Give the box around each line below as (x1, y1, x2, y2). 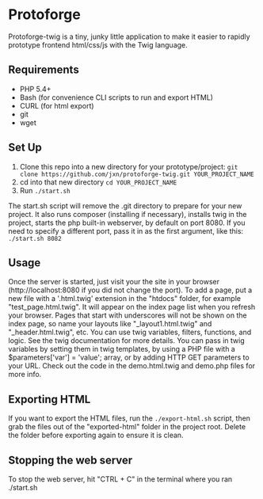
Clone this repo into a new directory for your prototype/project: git (19, 162, 238, 171)
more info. (8, 370, 42, 379)
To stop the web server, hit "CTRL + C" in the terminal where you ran (8, 474, 233, 484)
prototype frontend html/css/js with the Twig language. (8, 40, 188, 49)
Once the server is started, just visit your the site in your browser (8, 277, 220, 287)
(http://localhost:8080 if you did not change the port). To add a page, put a (8, 285, 253, 295)
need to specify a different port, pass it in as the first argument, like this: (8, 226, 244, 235)
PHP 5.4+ (19, 84, 51, 93)
